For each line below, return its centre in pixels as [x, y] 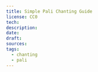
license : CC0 [22, 17]
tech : [13, 22]
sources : [17, 44]
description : [22, 28]
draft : [14, 38]
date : [13, 33]
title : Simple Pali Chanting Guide [49, 11]
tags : [13, 49]
